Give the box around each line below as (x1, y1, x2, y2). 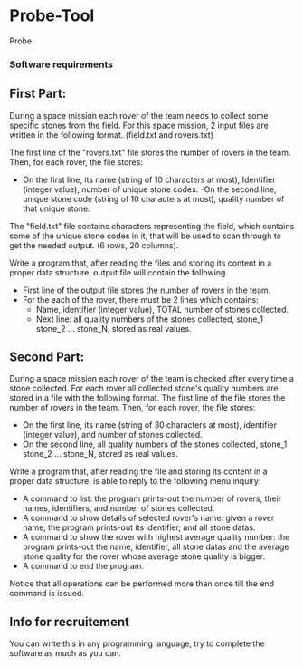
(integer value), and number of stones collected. (22, 430, 203, 440)
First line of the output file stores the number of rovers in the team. (22, 285, 271, 295)
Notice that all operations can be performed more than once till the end (9, 578, 274, 589)
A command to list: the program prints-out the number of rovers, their (22, 493, 282, 504)
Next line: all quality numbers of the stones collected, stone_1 (35, 314, 264, 324)
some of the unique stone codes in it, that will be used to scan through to (9, 230, 282, 241)
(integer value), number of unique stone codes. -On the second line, (22, 183, 278, 195)
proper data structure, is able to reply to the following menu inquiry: (9, 476, 261, 487)
